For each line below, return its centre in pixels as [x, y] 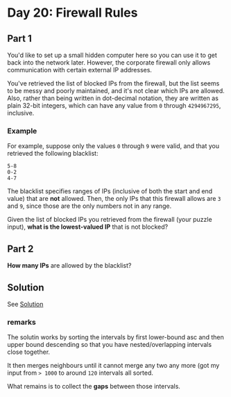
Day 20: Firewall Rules [72, 13]
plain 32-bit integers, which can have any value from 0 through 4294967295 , [114, 105]
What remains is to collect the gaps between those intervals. [94, 387]
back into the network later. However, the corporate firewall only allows [109, 63]
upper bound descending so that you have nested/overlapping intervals [110, 345]
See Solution [25, 304]
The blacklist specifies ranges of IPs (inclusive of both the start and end [110, 191]
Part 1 [20, 39]
